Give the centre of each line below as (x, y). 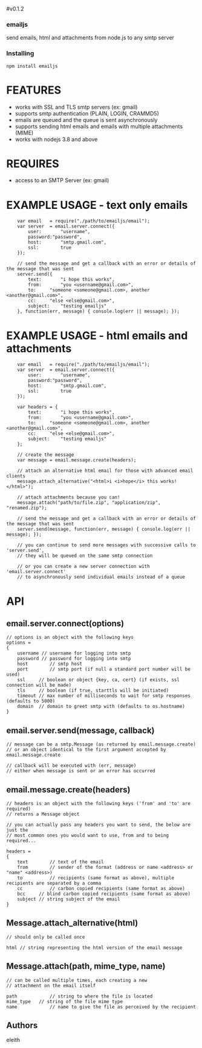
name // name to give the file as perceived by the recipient (101, 1007)
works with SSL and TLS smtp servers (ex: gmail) (76, 107)
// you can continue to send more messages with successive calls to (107, 545)
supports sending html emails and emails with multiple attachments (99, 126)
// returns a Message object (43, 814)
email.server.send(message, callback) (80, 730)
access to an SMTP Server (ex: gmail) (62, 180)
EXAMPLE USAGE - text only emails (97, 205)
